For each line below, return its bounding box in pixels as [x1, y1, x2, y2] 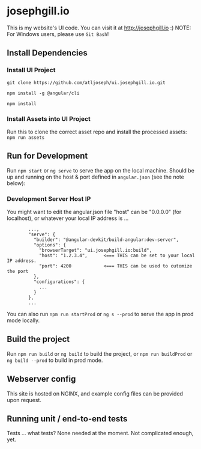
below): [7, 179, 26, 187]
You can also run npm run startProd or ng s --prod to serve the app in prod [7, 311, 194, 318]
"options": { [33, 242, 67, 248]
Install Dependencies [7, 48, 88, 58]
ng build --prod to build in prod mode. [7, 356, 103, 364]
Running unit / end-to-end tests [7, 414, 128, 424]
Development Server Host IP [7, 194, 91, 203]
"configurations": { [33, 279, 85, 285]
